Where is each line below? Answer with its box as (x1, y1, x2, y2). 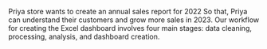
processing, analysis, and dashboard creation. (8, 32, 160, 41)
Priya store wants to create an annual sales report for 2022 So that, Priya (8, 7, 248, 16)
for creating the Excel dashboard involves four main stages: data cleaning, (8, 24, 253, 32)
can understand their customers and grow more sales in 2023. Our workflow (8, 15, 260, 24)
